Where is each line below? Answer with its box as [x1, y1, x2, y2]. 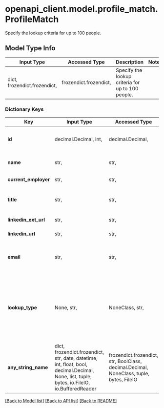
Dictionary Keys [5, 106, 44, 113]
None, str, [54, 304, 77, 311]
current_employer [7, 176, 50, 183]
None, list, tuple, [54, 373, 92, 380]
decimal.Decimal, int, [54, 136, 102, 143]
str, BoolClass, [109, 358, 142, 365]
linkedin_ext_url [7, 216, 45, 223]
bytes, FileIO [109, 376, 138, 383]
